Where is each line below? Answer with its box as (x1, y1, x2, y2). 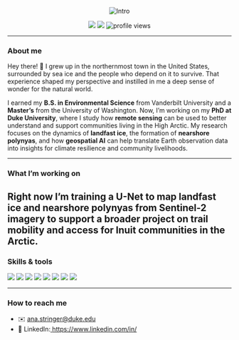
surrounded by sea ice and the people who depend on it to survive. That (7, 70, 219, 78)
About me (7, 46, 43, 56)
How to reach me (7, 298, 68, 308)
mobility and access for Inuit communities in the (7, 224, 225, 236)
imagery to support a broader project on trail (7, 212, 208, 225)
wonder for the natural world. (7, 85, 93, 93)
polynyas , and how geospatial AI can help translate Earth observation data (7, 136, 228, 145)
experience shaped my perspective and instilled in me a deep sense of (7, 77, 215, 86)
